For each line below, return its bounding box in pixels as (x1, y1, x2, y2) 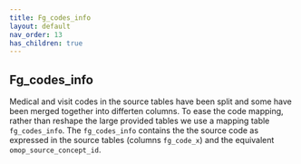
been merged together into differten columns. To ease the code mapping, (9, 106, 284, 117)
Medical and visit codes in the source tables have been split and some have (9, 96, 292, 107)
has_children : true (9, 38, 83, 48)
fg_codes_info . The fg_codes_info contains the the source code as (9, 125, 259, 136)
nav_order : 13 (9, 30, 63, 39)
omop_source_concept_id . (9, 144, 102, 155)
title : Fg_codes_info (9, 13, 92, 23)
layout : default (9, 22, 71, 31)
